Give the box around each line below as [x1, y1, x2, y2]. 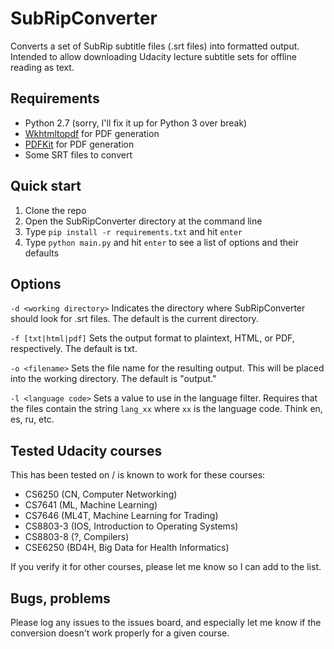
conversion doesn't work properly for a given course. [10, 627, 230, 639]
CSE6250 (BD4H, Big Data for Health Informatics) [24, 542, 230, 554]
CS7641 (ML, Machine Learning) [24, 499, 158, 511]
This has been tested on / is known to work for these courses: [10, 469, 266, 481]
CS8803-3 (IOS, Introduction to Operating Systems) [24, 520, 239, 532]
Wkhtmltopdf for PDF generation [24, 127, 160, 139]
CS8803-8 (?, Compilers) [24, 531, 130, 543]
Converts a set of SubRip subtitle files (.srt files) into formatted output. [10, 40, 300, 52]
